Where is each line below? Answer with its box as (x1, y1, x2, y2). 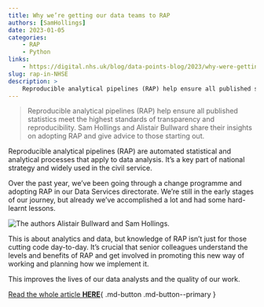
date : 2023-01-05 (8, 26, 65, 34)
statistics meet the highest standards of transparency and (27, 115, 214, 124)
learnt (8, 204, 27, 213)
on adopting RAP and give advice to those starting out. (27, 131, 205, 141)
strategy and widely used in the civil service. (8, 163, 152, 173)
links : (8, 56, 30, 64)
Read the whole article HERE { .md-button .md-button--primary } (8, 290, 216, 299)
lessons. (28, 204, 57, 213)
